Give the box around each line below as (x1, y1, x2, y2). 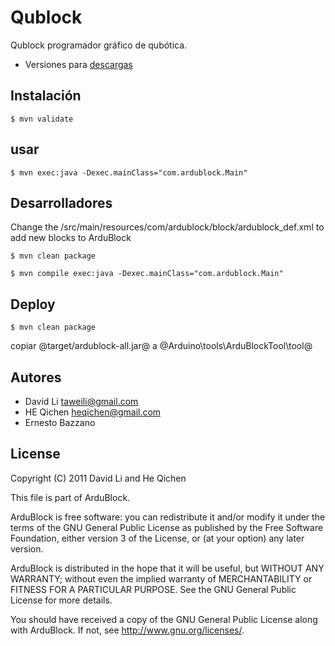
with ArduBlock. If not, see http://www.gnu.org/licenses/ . (10, 624, 245, 636)
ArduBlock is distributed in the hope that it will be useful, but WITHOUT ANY (10, 562, 325, 574)
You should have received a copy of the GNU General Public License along (10, 613, 318, 625)
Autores (10, 369, 62, 386)
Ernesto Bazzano (24, 417, 96, 428)
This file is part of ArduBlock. (10, 491, 131, 503)
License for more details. (10, 594, 113, 606)
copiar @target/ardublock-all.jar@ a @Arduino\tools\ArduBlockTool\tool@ (10, 340, 313, 352)
